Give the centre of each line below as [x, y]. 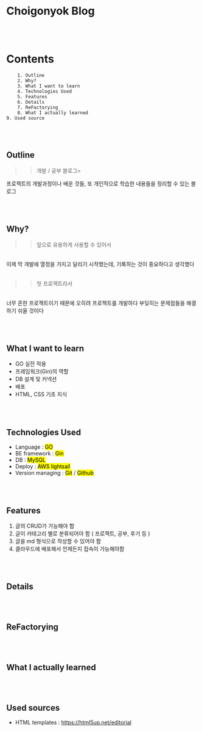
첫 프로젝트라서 [54, 283]
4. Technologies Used [44, 91]
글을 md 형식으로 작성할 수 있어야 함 [58, 541]
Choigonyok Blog [51, 11]
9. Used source [26, 118]
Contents [30, 59]
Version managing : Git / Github [54, 473]
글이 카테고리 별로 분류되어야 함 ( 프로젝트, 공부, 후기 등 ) [82, 533]
